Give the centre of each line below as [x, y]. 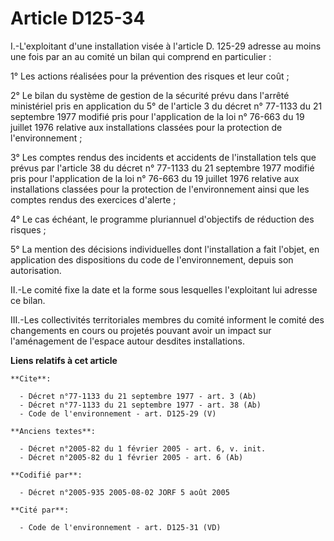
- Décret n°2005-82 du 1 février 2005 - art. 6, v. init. [143, 448]
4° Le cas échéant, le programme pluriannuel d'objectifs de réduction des [162, 219]
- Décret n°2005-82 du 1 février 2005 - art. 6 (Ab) [131, 457]
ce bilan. [28, 300]
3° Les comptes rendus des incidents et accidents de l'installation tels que [163, 157]
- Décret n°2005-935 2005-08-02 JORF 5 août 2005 [124, 492]
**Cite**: [31, 378]
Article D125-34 [78, 18]
